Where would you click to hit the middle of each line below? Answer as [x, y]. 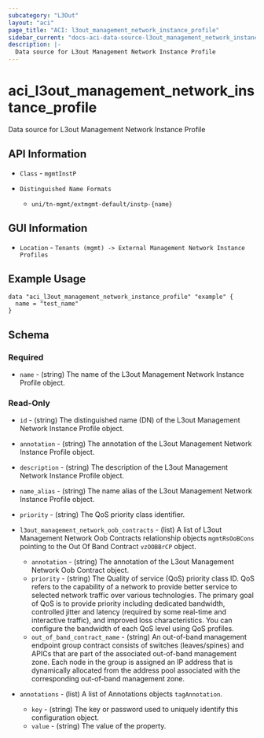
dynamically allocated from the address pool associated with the [136, 670]
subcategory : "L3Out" [44, 15]
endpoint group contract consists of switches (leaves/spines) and [137, 645]
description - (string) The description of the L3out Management [124, 467]
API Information [48, 154]
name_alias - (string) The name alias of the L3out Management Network [136, 491]
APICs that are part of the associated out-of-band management [134, 654]
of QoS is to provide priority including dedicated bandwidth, [128, 603]
